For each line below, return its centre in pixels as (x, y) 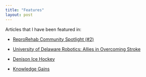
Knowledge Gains (31, 69)
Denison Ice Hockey (34, 59)
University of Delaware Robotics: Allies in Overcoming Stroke (77, 49)
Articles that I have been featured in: (43, 29)
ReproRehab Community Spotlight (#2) (53, 39)
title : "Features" (25, 10)
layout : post (19, 15)
